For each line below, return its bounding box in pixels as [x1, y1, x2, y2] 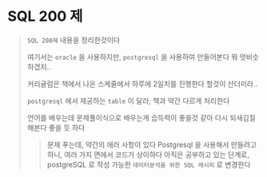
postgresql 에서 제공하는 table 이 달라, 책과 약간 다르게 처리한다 [26, 96, 230, 105]
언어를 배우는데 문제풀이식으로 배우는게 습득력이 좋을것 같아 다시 [26, 112, 229, 122]
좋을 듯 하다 [48, 123, 86, 132]
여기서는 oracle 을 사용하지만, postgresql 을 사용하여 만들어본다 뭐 [26, 52, 238, 61]
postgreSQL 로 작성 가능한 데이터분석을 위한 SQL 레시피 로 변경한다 [46, 159, 251, 169]
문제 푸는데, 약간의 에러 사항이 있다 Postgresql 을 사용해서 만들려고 [46, 140, 257, 149]
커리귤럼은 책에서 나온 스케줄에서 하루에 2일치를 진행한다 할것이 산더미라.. [26, 79, 258, 88]
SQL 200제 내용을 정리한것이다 [26, 35, 121, 45]
